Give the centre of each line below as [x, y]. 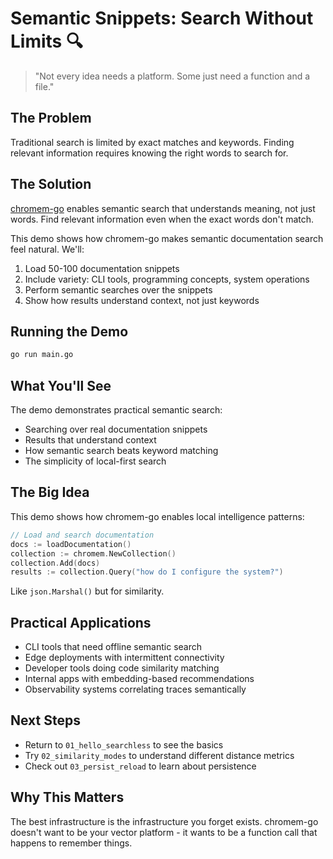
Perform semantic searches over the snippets [118, 289]
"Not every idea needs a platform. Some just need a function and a [172, 76]
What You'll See [61, 385]
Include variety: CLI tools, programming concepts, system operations [167, 279]
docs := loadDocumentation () [71, 544]
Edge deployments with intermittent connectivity [124, 658]
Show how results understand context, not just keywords [142, 300]
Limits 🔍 [46, 41]
